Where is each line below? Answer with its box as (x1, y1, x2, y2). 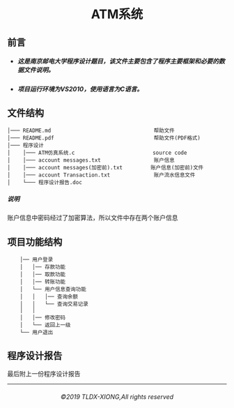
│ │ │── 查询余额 (19, 294, 79, 301)
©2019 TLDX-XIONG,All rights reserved (60, 392, 174, 401)
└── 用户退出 (19, 329, 54, 336)
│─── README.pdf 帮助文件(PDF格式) (7, 135, 201, 142)
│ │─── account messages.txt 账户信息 (7, 157, 175, 164)
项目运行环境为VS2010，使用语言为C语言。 (17, 84, 143, 93)
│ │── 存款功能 (19, 264, 66, 271)
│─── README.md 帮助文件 (7, 127, 175, 135)
